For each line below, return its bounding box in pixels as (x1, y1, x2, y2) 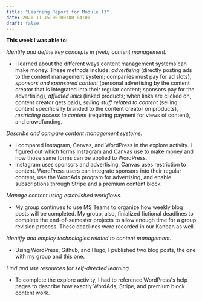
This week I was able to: (6, 37, 68, 44)
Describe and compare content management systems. (6, 130, 143, 137)
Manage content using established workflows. (6, 192, 122, 199)
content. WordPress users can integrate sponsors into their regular (15, 167, 181, 174)
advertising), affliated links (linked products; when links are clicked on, (15, 92, 192, 100)
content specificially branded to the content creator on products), (15, 105, 178, 113)
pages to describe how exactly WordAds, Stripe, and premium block (15, 283, 186, 290)
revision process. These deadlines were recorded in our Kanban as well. (15, 223, 195, 230)
